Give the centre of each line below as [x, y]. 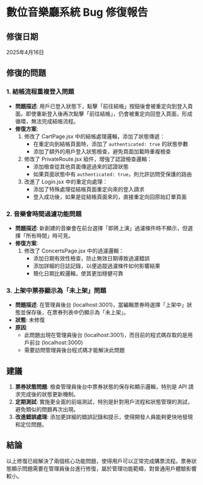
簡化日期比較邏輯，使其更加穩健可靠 [78, 273]
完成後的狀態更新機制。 [50, 394]
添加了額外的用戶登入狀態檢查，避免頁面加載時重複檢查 [102, 151]
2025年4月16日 [25, 52]
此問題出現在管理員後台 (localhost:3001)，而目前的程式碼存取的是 [106, 335]
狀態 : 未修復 [30, 320]
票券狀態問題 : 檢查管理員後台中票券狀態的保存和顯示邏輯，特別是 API [101, 387]
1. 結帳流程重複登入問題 [40, 92]
